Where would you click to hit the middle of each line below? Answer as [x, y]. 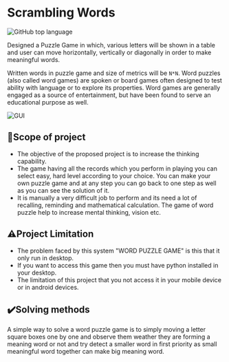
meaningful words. [34, 59]
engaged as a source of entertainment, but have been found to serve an [109, 95]
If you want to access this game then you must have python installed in [118, 265]
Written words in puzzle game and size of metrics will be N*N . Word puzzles [114, 73]
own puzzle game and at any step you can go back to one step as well [117, 183]
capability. [32, 161]
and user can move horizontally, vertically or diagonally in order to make [109, 52]
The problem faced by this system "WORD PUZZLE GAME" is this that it [118, 251]
